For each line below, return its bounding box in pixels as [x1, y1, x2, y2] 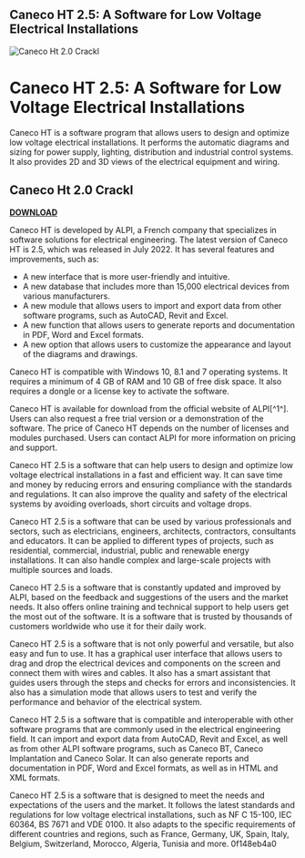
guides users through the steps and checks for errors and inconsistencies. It [9, 677, 296, 688]
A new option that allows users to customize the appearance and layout [22, 339, 291, 350]
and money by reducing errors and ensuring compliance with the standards [9, 478, 293, 490]
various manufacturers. [22, 291, 111, 301]
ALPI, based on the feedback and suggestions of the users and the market [9, 591, 289, 602]
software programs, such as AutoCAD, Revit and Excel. [22, 310, 229, 321]
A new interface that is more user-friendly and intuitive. [22, 271, 230, 281]
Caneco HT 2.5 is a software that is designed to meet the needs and [9, 790, 266, 801]
